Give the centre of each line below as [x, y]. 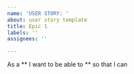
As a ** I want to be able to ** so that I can [67, 64]
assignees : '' [27, 39]
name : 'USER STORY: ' [38, 13]
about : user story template [47, 20]
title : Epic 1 [27, 26]
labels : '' [23, 33]
